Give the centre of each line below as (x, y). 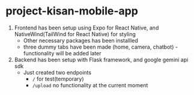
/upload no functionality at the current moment (90, 85)
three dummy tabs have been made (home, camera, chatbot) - (101, 47)
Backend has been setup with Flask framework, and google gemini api (101, 60)
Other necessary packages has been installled (81, 40)
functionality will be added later (62, 53)
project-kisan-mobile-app (72, 11)
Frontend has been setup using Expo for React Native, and (86, 28)
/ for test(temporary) (58, 79)
